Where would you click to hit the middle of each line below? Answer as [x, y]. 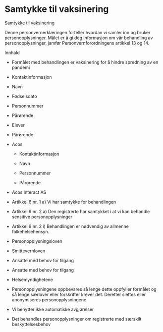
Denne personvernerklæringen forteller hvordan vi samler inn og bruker [78, 32]
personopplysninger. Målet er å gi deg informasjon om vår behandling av [79, 38]
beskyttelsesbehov [31, 324]
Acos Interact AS [29, 192]
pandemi [21, 67]
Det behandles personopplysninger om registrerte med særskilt [77, 319]
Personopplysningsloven [37, 241]
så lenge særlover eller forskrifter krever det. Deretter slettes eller [79, 294]
